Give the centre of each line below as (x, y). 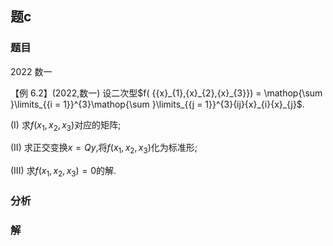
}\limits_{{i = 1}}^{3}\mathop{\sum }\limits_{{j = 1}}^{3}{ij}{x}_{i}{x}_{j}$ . (157, 104)
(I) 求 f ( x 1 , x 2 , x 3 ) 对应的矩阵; (66, 125)
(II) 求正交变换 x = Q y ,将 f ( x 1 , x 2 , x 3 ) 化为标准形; (104, 149)
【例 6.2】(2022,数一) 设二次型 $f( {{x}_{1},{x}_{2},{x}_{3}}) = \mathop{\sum (166, 93)
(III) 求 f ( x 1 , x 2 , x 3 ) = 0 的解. (63, 172)
